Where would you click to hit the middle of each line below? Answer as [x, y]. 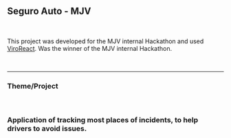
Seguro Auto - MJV [49, 11]
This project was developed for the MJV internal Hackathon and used [106, 41]
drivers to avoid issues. [47, 128]
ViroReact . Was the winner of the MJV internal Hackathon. [90, 48]
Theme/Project [33, 86]
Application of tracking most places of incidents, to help [103, 120]
